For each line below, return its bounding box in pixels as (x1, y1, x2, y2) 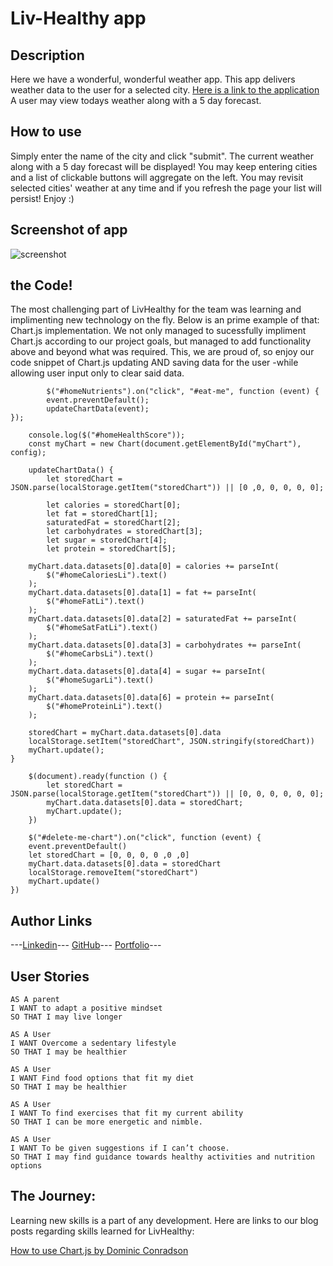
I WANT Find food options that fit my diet (10, 1073, 195, 1084)
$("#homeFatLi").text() (46, 597, 145, 607)
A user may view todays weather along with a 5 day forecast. (10, 95, 262, 106)
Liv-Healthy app (10, 7, 147, 30)
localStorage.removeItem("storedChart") (28, 868, 199, 878)
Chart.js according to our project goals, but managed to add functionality (10, 335, 312, 347)
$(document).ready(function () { (28, 772, 168, 782)
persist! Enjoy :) (10, 192, 75, 204)
